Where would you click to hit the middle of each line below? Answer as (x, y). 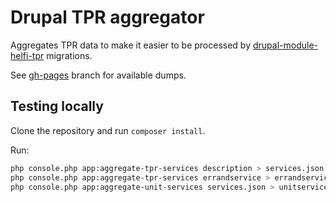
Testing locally (57, 106)
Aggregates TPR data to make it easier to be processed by (131, 45)
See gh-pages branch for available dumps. (98, 75)
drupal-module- (285, 45)
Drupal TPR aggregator (107, 17)
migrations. (69, 55)
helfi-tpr (27, 55)
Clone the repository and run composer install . (108, 130)
